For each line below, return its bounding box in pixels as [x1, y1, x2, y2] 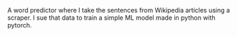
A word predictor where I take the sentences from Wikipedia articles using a [7, 6, 230, 14]
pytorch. [7, 21, 32, 29]
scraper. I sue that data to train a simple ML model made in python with [7, 13, 216, 22]
